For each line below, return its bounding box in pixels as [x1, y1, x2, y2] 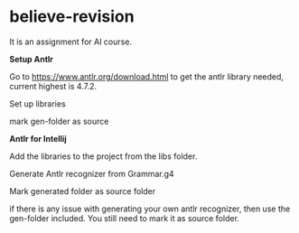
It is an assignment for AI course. [9, 36, 133, 47]
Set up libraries [9, 98, 66, 109]
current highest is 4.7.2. [9, 80, 98, 91]
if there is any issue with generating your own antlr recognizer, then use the [9, 203, 291, 214]
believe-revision [9, 6, 135, 27]
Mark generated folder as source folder [9, 185, 156, 196]
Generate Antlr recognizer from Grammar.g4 [9, 168, 174, 179]
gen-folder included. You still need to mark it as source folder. [9, 212, 239, 223]
